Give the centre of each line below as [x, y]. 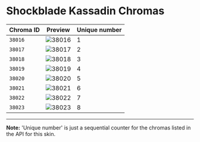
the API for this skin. [31, 134]
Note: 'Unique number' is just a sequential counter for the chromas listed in [99, 127]
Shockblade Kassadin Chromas [85, 11]
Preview [58, 30]
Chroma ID [24, 30]
